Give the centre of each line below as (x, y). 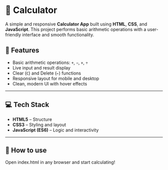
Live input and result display (41, 67)
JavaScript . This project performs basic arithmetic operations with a (76, 29)
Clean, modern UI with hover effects (50, 83)
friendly (13, 34)
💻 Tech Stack (27, 105)
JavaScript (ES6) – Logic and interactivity (55, 130)
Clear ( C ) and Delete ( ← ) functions (47, 73)
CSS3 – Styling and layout (39, 124)
